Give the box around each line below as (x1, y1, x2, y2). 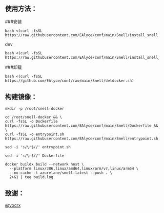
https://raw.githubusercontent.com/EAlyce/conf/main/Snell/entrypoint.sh (5, 136, 159, 141)
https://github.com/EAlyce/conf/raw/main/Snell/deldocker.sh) (5, 78, 134, 83)
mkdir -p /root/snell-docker (5, 106, 64, 111)
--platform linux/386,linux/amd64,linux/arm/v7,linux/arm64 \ (9, 166, 139, 171)
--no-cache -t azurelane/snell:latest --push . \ (9, 170, 112, 175)
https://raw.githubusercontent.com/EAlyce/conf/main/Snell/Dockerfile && (5, 123, 159, 128)
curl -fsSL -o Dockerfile (5, 119, 58, 124)
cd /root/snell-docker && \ (5, 115, 62, 119)
